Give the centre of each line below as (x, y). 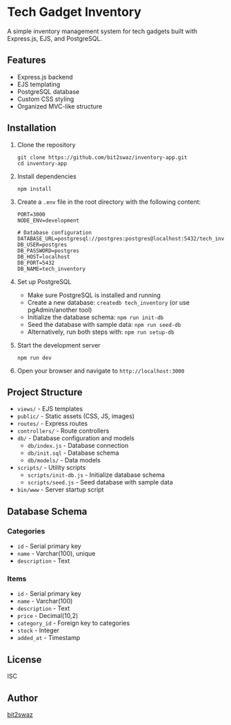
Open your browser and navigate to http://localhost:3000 (101, 370)
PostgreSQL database (48, 91)
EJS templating (39, 84)
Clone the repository (46, 144)
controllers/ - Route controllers (63, 431)
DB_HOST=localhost (43, 256)
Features (27, 60)
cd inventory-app (42, 163)
